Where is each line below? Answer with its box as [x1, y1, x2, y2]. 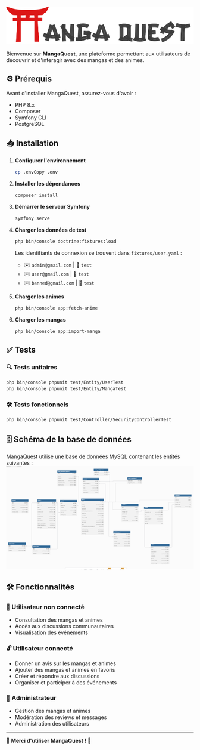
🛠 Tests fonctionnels [6, 400, 69, 409]
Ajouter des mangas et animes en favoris [14, 666, 115, 674]
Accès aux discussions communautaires [14, 622, 114, 629]
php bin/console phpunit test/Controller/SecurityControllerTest [6, 417, 171, 423]
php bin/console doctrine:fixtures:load [14, 239, 117, 245]
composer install [14, 192, 58, 199]
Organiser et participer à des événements [14, 679, 117, 686]
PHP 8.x [14, 101, 35, 108]
